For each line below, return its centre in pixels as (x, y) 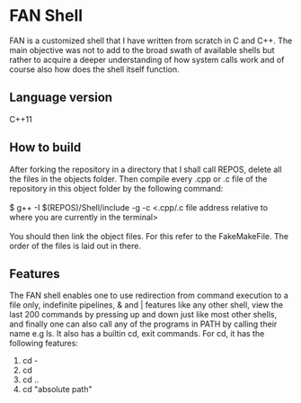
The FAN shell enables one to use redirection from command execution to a (149, 296)
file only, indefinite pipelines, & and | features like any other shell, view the (146, 305)
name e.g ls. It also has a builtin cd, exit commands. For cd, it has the (137, 334)
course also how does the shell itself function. (94, 69)
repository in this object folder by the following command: (116, 188)
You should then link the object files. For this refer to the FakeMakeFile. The (149, 236)
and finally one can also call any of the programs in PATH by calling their (143, 324)
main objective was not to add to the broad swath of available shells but (142, 49)
